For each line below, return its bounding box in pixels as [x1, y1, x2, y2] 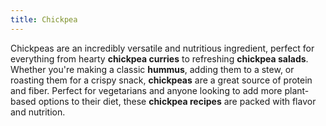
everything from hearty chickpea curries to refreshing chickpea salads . [10, 52, 309, 65]
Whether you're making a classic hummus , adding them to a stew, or [10, 63, 295, 75]
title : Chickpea [10, 14, 78, 25]
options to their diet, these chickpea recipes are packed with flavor [38, 95, 317, 107]
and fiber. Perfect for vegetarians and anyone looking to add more [10, 84, 283, 96]
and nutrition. [10, 106, 66, 118]
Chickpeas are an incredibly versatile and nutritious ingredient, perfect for [10, 42, 315, 54]
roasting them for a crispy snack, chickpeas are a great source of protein [10, 74, 313, 86]
